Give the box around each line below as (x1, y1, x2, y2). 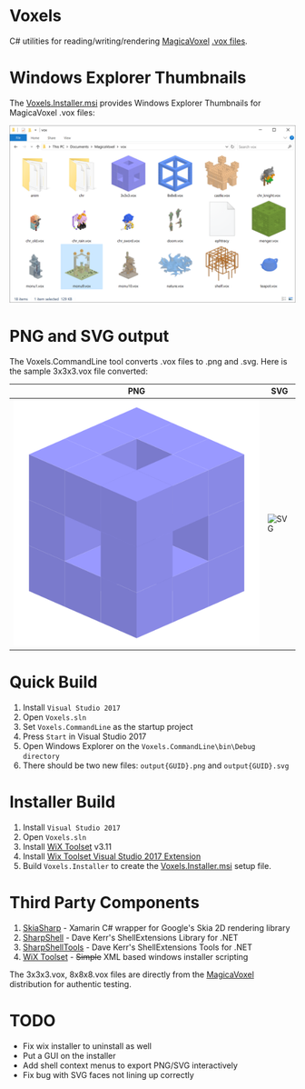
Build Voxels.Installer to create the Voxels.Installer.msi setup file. (22, 860, 272, 871)
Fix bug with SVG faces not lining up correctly (22, 1069, 195, 1080)
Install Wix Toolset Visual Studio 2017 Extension (22, 851, 202, 862)
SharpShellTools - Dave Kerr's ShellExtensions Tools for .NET (22, 942, 252, 953)
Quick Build (9, 672, 98, 693)
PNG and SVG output (9, 326, 170, 346)
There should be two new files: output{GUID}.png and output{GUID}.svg (22, 760, 290, 771)
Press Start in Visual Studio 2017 (22, 731, 147, 742)
